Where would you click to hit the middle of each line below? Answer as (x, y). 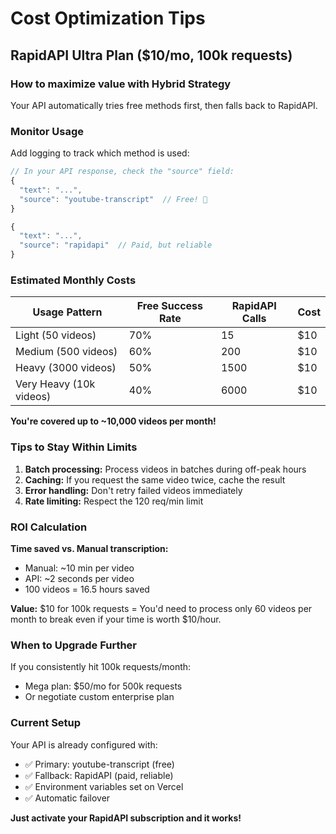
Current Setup (46, 723)
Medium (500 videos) (66, 352)
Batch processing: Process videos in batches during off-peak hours (165, 469)
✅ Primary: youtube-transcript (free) (99, 764)
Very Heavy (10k (55, 384)
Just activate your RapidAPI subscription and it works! (126, 818)
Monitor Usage (47, 131)
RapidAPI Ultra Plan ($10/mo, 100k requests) (151, 55)
